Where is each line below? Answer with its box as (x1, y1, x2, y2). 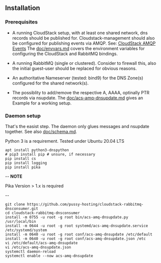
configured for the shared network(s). (12, 80, 89, 86)
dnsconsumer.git (5, 206, 38, 211)
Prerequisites (5, 19, 38, 26)
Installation (5, 4, 40, 12)
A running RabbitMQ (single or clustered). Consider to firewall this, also (12, 60, 156, 66)
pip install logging (5, 160, 48, 165)
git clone (5, 202, 26, 207)
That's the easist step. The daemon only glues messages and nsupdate (5, 123, 150, 129)
